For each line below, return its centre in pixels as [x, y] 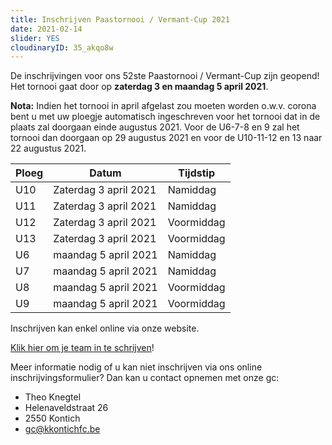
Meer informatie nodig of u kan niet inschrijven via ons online [136, 367]
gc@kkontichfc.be [62, 429]
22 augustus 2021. [48, 148]
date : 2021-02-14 [46, 29]
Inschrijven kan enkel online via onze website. [105, 328]
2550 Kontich [52, 418]
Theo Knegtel [53, 397]
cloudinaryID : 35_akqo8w [62, 47]
